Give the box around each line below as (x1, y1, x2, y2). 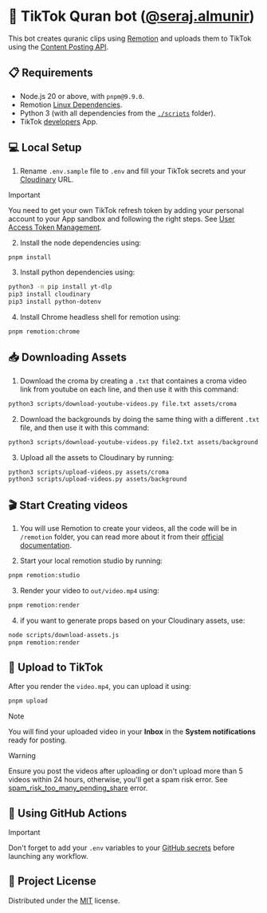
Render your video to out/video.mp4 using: (19, 585, 159, 595)
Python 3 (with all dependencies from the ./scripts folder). (19, 108, 216, 118)
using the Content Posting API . (8, 41, 109, 51)
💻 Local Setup (8, 141, 82, 155)
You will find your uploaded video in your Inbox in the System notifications (8, 727, 257, 737)
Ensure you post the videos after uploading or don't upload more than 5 (8, 766, 243, 776)
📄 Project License (8, 875, 97, 888)
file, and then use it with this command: (19, 423, 150, 432)
